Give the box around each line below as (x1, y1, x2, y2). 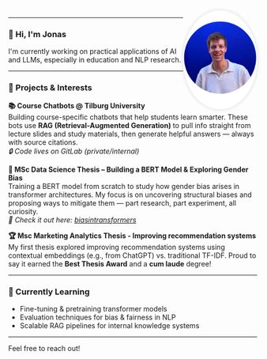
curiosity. (8, 206, 39, 216)
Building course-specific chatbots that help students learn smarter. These (8, 112, 249, 122)
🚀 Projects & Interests (8, 82, 92, 93)
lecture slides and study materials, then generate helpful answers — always (8, 129, 254, 138)
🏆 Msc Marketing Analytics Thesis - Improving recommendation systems (8, 231, 257, 240)
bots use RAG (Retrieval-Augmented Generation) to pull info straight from (8, 120, 251, 130)
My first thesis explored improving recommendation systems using (8, 242, 225, 251)
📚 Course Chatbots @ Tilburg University (8, 100, 145, 110)
